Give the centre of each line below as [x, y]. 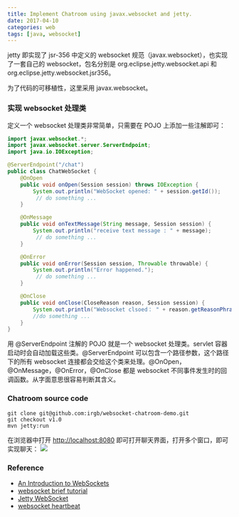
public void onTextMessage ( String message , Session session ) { [116, 224]
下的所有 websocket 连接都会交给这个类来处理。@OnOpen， [96, 362]
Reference [26, 468]
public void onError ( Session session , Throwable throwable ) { [114, 263]
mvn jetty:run [28, 426]
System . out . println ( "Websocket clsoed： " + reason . [112, 309]
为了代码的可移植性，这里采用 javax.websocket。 [80, 88]
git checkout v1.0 [34, 419]
